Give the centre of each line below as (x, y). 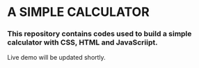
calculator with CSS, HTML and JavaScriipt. (82, 42)
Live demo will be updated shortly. (56, 58)
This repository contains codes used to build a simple (99, 34)
